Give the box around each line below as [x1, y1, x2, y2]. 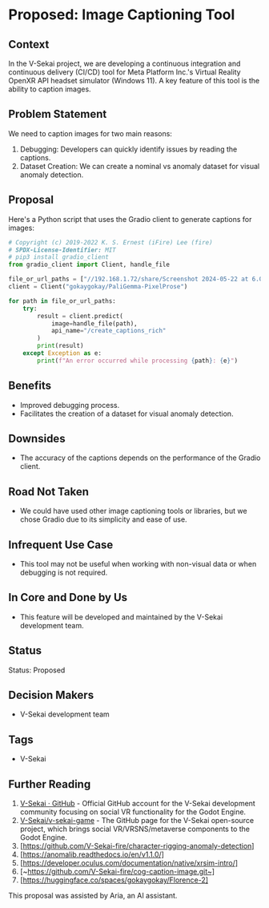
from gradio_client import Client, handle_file [8, 260, 171, 269]
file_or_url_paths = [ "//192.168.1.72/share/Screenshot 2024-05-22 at [8, 275, 249, 284]
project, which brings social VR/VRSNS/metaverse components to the [19, 824, 251, 834]
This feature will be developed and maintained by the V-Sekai [19, 611, 223, 622]
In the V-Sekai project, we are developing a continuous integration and [8, 59, 241, 68]
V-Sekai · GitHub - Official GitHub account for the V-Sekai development [19, 799, 256, 809]
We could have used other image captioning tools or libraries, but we [19, 506, 247, 516]
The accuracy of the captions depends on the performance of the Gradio [19, 453, 261, 462]
